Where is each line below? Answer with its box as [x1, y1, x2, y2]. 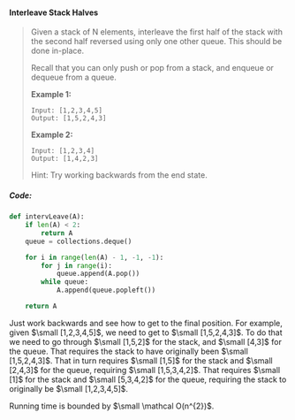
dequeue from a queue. [30, 72, 117, 83]
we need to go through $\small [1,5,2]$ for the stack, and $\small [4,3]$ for [9, 336, 283, 347]
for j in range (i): [41, 261, 113, 270]
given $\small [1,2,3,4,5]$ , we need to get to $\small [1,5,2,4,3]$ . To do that [9, 327, 283, 338]
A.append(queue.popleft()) [56, 286, 156, 295]
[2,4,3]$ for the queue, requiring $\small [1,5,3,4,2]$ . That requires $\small [9, 364, 281, 375]
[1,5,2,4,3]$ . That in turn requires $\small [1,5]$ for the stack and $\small [9, 355, 273, 366]
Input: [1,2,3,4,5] [30, 106, 103, 115]
